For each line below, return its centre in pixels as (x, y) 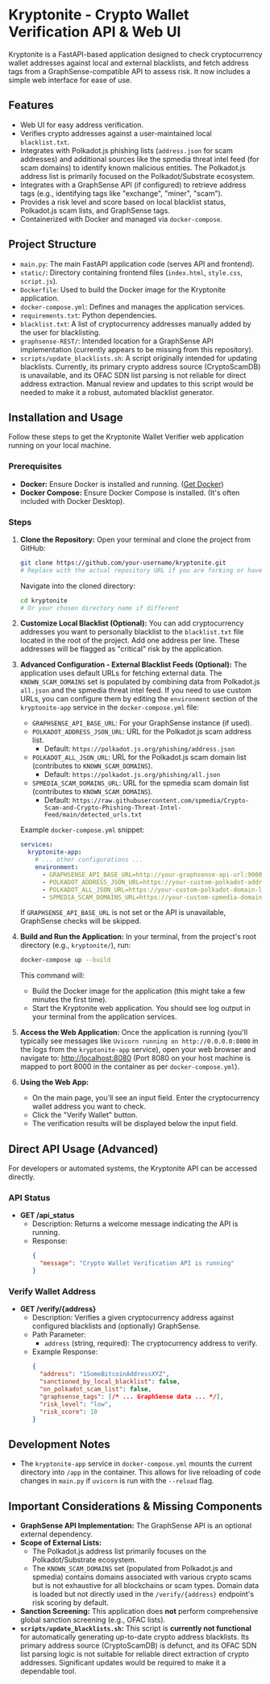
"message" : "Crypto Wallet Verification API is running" (137, 1263)
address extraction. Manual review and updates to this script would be (137, 384)
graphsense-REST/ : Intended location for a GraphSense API (116, 341)
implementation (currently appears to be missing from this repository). (137, 349)
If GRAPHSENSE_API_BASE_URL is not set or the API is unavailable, (123, 913)
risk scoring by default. (70, 1603)
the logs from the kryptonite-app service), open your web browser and (138, 1050)
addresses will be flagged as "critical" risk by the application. (122, 649)
